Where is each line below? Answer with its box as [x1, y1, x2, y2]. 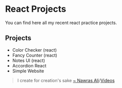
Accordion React [12, 62, 46, 68]
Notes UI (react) [12, 58, 45, 63]
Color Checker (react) [12, 47, 57, 53]
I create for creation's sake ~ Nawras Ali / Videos [17, 77, 115, 83]
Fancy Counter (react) [12, 52, 58, 58]
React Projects [5, 3, 67, 15]
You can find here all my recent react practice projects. [5, 20, 117, 26]
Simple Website [12, 68, 44, 74]
